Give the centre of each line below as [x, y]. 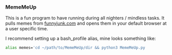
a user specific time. [27, 29]
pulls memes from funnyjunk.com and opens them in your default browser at [86, 23]
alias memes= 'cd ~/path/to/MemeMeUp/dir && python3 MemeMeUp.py [75, 48]
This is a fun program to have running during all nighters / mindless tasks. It [85, 18]
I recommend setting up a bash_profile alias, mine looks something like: [81, 38]
